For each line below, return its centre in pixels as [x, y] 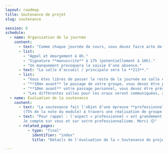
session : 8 [16, 28]
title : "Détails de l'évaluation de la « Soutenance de [91, 140]
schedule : [15, 33]
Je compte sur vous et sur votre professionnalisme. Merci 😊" [90, 121]
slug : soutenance [23, 19]
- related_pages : [36, 125]
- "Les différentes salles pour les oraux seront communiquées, [91, 93]
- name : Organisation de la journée [48, 37]
